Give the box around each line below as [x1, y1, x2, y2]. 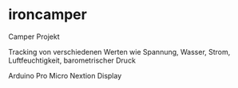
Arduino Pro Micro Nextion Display [8, 71, 122, 80]
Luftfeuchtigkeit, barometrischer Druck [8, 55, 136, 65]
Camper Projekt [8, 32, 60, 41]
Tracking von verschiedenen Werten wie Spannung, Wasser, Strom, [8, 47, 231, 56]
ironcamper [8, 6, 88, 24]
